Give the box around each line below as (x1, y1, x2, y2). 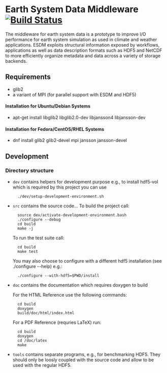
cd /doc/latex (17, 338, 47, 343)
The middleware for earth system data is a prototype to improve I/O (5, 31, 146, 37)
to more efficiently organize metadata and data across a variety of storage (5, 52, 161, 59)
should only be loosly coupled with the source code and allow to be (12, 356, 154, 363)
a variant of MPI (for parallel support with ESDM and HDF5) (12, 91, 137, 97)
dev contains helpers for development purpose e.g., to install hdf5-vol (12, 178, 158, 184)
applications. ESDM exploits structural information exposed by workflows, (5, 42, 160, 48)
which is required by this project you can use (12, 184, 107, 190)
